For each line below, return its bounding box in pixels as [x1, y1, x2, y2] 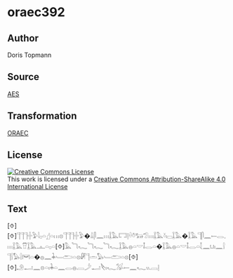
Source [7, 71, 40, 83]
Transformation [7, 110, 77, 122]
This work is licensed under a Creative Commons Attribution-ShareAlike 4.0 [7, 175, 226, 183]
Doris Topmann [7, 51, 52, 59]
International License [7, 183, 68, 191]
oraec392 [7, 4, 65, 20]
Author [7, 32, 39, 44]
